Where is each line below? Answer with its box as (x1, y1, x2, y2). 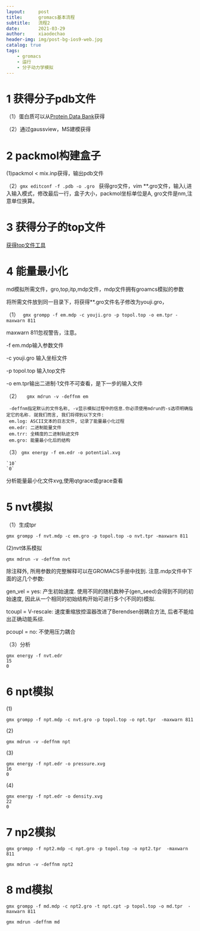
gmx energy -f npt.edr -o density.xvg (6, 793, 103, 799)
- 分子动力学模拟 (17, 64, 54, 71)
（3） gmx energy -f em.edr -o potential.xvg (6, 449, 121, 456)
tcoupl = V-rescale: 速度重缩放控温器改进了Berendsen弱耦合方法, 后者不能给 (6, 608, 194, 615)
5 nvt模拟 (6, 500, 53, 514)
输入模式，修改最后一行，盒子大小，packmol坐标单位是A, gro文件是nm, (11, 190, 187, 197)
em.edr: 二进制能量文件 (8, 425, 61, 431)
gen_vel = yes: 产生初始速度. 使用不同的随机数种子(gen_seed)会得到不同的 (6, 588, 189, 595)
